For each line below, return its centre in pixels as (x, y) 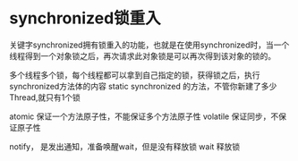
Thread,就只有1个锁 (45, 97)
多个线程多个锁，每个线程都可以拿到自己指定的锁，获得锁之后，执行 (135, 75)
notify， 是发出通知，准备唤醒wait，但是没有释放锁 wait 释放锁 (125, 146)
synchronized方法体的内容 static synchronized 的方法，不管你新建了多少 (143, 86)
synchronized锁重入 (85, 18)
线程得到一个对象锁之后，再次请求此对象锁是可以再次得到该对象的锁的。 (142, 55)
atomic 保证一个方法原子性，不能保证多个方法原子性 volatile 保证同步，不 (144, 116)
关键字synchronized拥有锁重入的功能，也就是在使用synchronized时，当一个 (149, 45)
